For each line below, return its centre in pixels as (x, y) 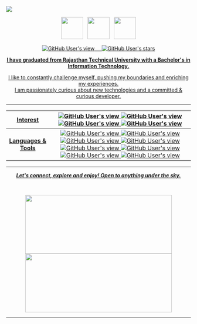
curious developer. (98, 96)
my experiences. (98, 84)
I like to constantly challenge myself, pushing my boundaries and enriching (98, 77)
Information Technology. (98, 66)
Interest (28, 120)
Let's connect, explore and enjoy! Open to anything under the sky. (98, 175)
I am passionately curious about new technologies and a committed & (98, 90)
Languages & (28, 141)
